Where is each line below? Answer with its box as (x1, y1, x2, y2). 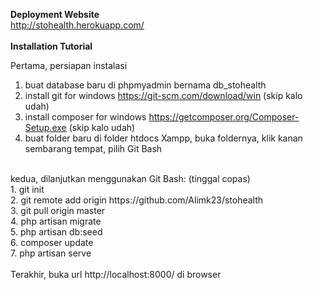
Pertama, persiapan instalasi (10, 60, 128, 71)
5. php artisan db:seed (10, 226, 103, 238)
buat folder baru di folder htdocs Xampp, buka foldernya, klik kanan (24, 132, 303, 144)
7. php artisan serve (10, 247, 92, 259)
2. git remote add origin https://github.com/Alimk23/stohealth (10, 194, 264, 206)
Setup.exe (24, 122, 67, 133)
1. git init (10, 184, 45, 195)
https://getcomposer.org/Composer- (148, 111, 300, 123)
